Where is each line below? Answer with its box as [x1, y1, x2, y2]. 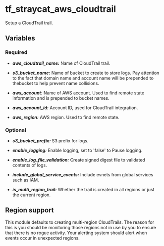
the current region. [12, 192, 51, 198]
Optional [5, 126, 26, 133]
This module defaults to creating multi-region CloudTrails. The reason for [5, 219, 155, 225]
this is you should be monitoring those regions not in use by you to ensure [5, 224, 157, 230]
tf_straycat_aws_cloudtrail [5, 3, 116, 15]
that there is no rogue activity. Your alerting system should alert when [5, 230, 147, 236]
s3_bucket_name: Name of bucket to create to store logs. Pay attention [12, 70, 160, 76]
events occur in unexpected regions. [5, 235, 80, 241]
